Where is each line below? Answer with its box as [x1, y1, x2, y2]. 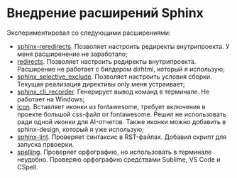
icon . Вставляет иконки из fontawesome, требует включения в [16, 102, 206, 111]
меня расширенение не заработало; [16, 50, 128, 58]
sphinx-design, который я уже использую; [16, 125, 145, 133]
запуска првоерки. [16, 140, 75, 148]
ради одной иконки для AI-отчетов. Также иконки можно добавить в [16, 117, 226, 126]
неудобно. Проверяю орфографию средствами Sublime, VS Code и [16, 155, 221, 164]
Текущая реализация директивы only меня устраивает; [16, 79, 185, 88]
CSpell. [16, 162, 38, 171]
